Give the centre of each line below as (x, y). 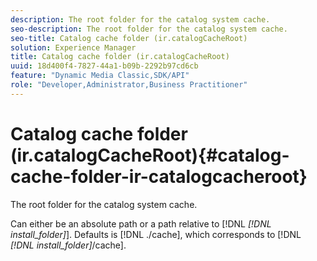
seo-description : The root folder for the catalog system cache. (149, 29)
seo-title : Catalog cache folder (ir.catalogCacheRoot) (129, 38)
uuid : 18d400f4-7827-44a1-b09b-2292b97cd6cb (104, 66)
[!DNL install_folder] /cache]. (68, 245)
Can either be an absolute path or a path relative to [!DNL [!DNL (141, 223)
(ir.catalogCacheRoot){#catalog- (150, 155)
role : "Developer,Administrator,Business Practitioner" (129, 85)
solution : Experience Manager (73, 47)
